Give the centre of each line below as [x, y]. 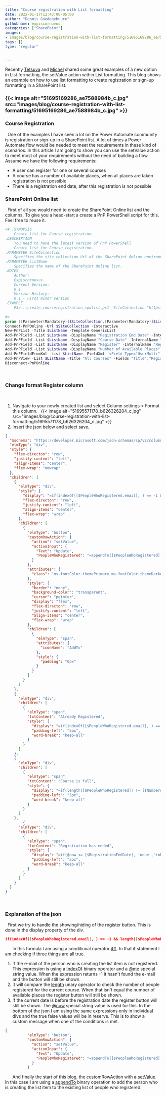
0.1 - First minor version [42, 299]
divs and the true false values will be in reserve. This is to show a [78, 1016]
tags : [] [14, 42]
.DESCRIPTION [19, 238]
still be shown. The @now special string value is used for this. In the [81, 1006]
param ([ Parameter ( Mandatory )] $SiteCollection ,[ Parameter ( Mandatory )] [79, 322]
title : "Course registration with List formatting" [59, 10]
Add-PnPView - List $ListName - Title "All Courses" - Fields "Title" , [77, 358]
